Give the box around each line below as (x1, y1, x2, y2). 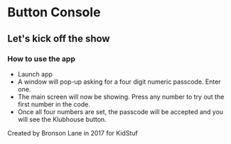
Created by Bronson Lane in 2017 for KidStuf (7, 128, 139, 137)
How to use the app (7, 54, 76, 64)
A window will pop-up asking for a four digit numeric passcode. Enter (17, 77, 222, 86)
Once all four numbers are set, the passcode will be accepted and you (17, 107, 224, 116)
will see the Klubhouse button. (17, 115, 107, 123)
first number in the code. (17, 100, 91, 109)
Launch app (17, 70, 53, 78)
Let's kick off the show (7, 33, 110, 45)
